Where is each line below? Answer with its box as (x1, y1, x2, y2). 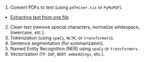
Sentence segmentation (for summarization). (10, 40, 104, 46)
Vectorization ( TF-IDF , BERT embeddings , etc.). (10, 51, 105, 57)
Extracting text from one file (10, 14, 69, 20)
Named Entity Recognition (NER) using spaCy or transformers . (10, 46, 139, 51)
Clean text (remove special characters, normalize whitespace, (10, 24, 140, 30)
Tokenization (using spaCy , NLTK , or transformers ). (10, 35, 114, 41)
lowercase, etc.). (10, 29, 46, 35)
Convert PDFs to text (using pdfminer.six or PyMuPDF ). (10, 5, 123, 10)
